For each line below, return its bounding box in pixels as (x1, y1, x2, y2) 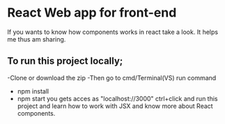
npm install (17, 87, 49, 95)
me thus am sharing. (7, 35, 66, 43)
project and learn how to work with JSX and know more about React (17, 102, 214, 110)
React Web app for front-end (7, 5, 177, 21)
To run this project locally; (7, 55, 123, 67)
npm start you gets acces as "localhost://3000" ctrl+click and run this (17, 94, 218, 103)
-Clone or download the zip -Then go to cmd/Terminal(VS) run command (7, 73, 217, 82)
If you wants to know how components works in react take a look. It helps (7, 28, 218, 36)
